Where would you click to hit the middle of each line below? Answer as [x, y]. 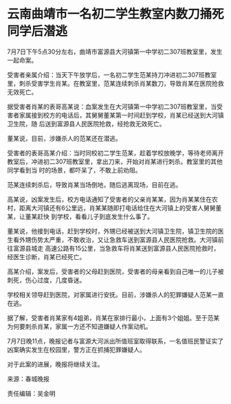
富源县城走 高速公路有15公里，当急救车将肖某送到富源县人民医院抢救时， [116, 248]
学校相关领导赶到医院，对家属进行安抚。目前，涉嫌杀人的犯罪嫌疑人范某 [109, 294]
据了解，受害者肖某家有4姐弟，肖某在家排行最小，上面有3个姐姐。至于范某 [113, 317]
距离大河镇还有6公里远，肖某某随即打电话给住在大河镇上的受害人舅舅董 [120, 207]
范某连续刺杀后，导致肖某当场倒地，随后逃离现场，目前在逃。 [95, 184]
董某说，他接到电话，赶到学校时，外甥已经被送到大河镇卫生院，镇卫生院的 [112, 231]
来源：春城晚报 [28, 379]
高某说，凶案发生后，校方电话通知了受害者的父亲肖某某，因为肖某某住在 [109, 199]
